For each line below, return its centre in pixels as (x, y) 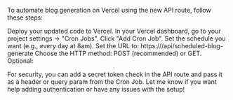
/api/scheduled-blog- (192, 46)
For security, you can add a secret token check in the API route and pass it (115, 74)
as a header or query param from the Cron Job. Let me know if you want (112, 82)
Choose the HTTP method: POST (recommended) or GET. (118, 53)
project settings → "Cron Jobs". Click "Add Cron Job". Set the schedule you (116, 38)
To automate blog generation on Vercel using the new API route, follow (109, 10)
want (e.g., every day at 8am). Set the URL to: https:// (85, 46)
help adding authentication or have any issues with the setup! (96, 89)
